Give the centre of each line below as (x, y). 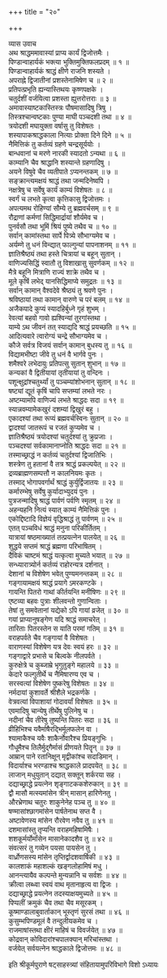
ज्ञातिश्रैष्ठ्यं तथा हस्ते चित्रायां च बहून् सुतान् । (65, 254)
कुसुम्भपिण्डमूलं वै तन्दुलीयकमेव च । (54, 921)
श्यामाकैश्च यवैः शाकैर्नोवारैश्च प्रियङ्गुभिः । (61, 738)
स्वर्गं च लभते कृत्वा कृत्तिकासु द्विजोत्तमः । (60, 199)
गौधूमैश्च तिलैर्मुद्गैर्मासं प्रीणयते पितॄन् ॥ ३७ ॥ (64, 747)
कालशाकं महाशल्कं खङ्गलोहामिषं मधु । (58, 866)
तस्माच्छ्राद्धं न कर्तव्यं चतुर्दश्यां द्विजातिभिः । (61, 455)
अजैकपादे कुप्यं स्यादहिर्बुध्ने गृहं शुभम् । (57, 309)
